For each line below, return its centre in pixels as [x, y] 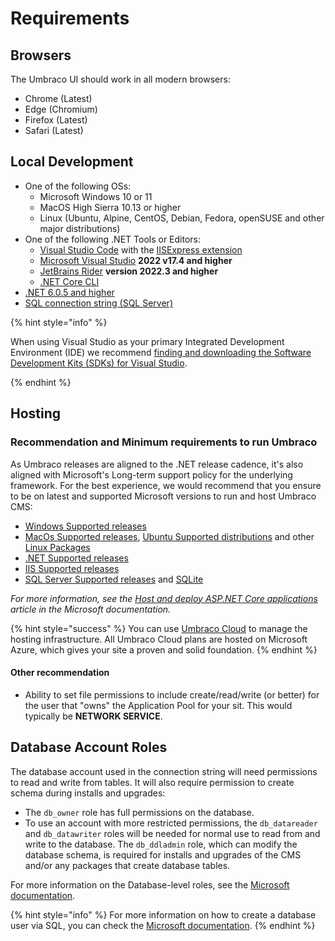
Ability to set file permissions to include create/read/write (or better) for [172, 694]
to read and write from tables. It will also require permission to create [152, 782]
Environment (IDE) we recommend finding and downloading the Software [161, 352]
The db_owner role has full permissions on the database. [139, 812]
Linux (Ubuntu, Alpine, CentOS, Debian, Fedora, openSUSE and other [182, 218]
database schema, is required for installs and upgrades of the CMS [163, 854]
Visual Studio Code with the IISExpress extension [141, 249]
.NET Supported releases [76, 558]
